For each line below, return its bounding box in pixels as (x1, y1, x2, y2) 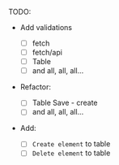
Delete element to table (32, 148, 111, 158)
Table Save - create (32, 98, 99, 108)
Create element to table (32, 139, 111, 149)
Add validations (19, 23, 73, 32)
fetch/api (32, 48, 63, 58)
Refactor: (19, 82, 51, 92)
